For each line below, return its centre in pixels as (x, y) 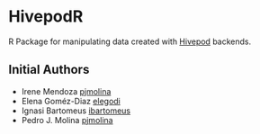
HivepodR (46, 17)
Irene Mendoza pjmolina (66, 91)
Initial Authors (49, 70)
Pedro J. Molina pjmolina (67, 120)
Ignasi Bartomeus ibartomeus (76, 111)
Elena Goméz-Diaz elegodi (71, 101)
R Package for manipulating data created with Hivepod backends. (130, 41)
